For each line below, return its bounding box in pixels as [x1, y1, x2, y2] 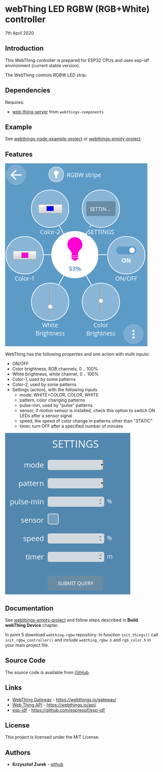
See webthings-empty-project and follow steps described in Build [5, 617, 139, 623]
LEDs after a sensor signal [19, 413, 72, 419]
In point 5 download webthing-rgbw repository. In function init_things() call [5, 632, 158, 638]
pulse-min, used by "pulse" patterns [19, 402, 93, 408]
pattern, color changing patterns [19, 397, 85, 403]
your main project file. [5, 642, 49, 648]
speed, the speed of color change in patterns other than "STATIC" [19, 418, 153, 424]
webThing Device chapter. [5, 623, 59, 628]
